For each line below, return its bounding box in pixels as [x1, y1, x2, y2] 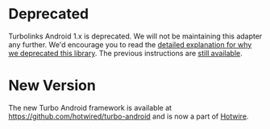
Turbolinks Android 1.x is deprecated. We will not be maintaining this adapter [8, 31, 263, 41]
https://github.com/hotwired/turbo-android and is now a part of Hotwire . [8, 111, 249, 121]
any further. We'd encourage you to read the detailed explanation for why [8, 39, 252, 49]
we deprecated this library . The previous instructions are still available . [8, 48, 243, 58]
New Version [8, 77, 97, 95]
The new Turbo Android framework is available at [8, 103, 172, 112]
